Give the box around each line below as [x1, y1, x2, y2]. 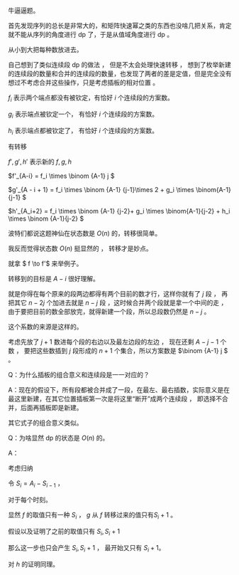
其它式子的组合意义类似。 [8, 418, 83, 427]
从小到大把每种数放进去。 [8, 46, 83, 53]
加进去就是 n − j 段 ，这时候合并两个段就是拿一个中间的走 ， [52, 298, 228, 307]
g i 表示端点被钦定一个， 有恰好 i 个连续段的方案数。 [8, 110, 159, 120]
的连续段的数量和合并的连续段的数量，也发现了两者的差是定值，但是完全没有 [8, 70, 232, 78]
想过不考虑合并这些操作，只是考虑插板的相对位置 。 [8, 78, 159, 87]
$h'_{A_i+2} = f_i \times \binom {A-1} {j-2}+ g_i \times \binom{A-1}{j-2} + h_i [8, 207, 230, 216]
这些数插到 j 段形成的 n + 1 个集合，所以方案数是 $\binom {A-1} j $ [35, 347, 228, 355]
